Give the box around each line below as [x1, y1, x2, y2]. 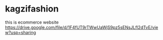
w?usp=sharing [5, 29, 36, 35]
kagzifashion [5, 3, 59, 14]
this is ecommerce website [5, 19, 59, 25]
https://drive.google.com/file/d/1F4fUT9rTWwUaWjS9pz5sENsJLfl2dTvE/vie [5, 24, 158, 30]
